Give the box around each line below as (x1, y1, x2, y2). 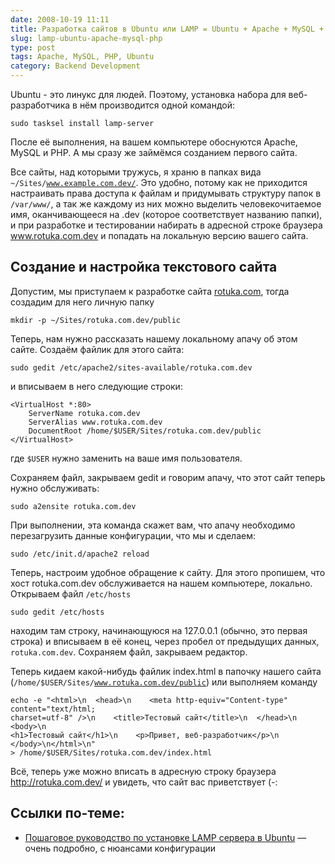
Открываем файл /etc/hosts (10, 587, 132, 600)
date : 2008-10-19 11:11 (10, 14, 110, 25)
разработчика (10, 99, 71, 111)
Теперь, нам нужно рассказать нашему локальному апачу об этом (10, 332, 298, 345)
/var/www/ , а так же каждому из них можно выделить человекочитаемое (10, 198, 322, 210)
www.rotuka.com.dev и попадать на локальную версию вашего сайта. (10, 230, 309, 241)
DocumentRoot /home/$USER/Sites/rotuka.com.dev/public (28, 426, 262, 436)
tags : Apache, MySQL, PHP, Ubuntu (10, 52, 155, 62)
